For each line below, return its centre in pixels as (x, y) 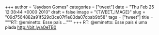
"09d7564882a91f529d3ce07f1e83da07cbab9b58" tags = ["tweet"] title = (79, 17)
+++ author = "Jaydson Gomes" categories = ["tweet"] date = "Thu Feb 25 (79, 7)
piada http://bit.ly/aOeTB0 (31, 27)
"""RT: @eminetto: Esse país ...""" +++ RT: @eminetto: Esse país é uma (76, 22)
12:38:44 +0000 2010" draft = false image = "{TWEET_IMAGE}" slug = (75, 12)
